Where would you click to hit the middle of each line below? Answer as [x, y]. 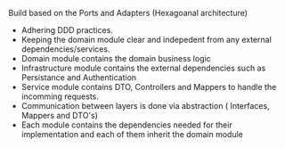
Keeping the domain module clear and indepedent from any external [147, 40]
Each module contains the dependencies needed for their [126, 125]
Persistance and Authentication [79, 78]
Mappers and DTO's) [60, 115]
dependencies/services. [65, 49]
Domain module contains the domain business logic [116, 58]
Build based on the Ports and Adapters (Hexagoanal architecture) [128, 13]
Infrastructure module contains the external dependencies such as [143, 68]
